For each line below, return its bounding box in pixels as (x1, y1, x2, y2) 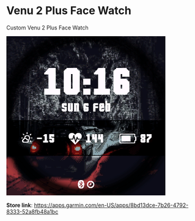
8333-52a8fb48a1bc (6, 208, 59, 215)
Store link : (6, 201, 33, 209)
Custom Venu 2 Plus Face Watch (6, 24, 89, 31)
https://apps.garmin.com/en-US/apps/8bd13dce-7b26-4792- (34, 201, 189, 209)
